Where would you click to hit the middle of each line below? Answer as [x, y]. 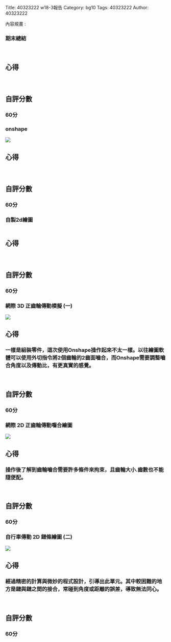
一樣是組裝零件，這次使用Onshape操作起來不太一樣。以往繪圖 [82, 350]
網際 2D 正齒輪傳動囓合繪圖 [39, 425]
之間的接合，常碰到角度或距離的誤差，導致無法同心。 [97, 589]
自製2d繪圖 [19, 220]
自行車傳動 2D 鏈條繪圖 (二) [39, 537]
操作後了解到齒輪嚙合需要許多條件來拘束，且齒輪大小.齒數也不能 [85, 469]
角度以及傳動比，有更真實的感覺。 [52, 366]
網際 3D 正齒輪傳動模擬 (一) [39, 306]
